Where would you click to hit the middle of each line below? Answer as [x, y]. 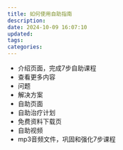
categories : [25, 47]
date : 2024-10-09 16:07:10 [47, 27]
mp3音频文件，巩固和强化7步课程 [66, 139]
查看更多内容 [36, 77]
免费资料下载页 [39, 121]
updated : [20, 34]
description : [27, 21]
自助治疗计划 [36, 112]
